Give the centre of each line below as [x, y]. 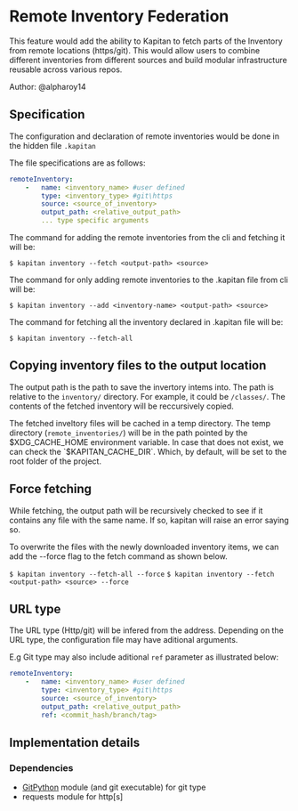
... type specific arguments [95, 221]
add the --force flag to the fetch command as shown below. [119, 556]
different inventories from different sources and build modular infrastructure [148, 60]
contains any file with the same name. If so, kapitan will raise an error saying [149, 520]
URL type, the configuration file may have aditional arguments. [124, 640]
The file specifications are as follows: [77, 163]
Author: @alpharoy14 [48, 86]
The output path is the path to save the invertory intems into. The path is [141, 387]
